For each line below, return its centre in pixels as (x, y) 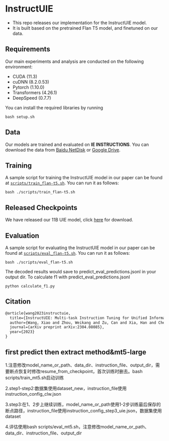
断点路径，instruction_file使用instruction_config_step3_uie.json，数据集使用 (83, 410)
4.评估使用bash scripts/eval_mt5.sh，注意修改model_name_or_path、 (77, 426)
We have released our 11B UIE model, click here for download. (69, 220)
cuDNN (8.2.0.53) (31, 82)
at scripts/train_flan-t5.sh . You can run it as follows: (62, 183)
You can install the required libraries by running (54, 107)
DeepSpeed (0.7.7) (32, 98)
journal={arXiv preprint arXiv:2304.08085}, (57, 327)
